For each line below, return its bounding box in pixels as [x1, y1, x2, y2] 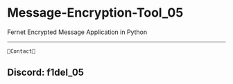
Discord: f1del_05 [7, 67, 85, 78]
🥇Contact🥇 [7, 47, 36, 55]
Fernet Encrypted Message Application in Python [7, 28, 148, 36]
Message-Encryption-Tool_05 [7, 5, 184, 21]
